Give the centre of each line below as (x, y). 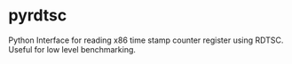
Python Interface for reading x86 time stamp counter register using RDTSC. (146, 40)
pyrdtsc (38, 16)
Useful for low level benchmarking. (72, 49)
